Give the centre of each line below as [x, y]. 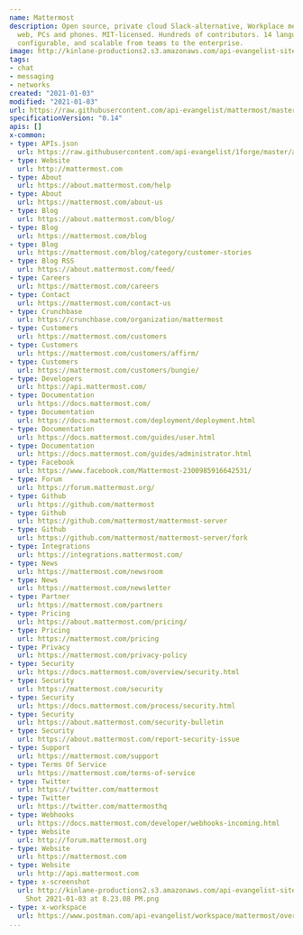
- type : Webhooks [42, 815]
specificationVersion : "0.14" [66, 118]
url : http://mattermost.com [70, 169]
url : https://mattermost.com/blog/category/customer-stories [135, 253]
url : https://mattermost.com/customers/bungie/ [109, 370]
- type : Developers [46, 379]
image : [22, 51]
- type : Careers [40, 278]
